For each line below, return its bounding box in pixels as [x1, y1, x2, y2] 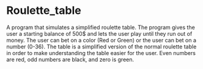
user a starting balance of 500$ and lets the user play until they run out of [6, 30, 193, 37]
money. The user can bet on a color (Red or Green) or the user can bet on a [6, 36, 197, 44]
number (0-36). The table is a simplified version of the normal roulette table [6, 43, 197, 50]
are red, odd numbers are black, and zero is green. [6, 56, 135, 63]
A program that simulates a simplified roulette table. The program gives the [6, 24, 196, 31]
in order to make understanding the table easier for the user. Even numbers [6, 49, 196, 56]
